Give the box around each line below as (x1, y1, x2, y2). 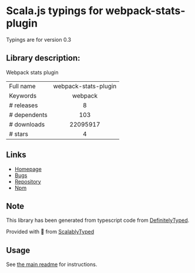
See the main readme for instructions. (6, 261, 97, 268)
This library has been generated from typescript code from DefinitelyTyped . (6, 217, 190, 224)
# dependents (9, 111, 48, 119)
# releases (9, 101, 38, 109)
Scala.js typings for (6, 4, 103, 18)
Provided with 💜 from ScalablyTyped (6, 228, 95, 235)
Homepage (14, 165, 42, 172)
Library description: (6, 53, 80, 63)
